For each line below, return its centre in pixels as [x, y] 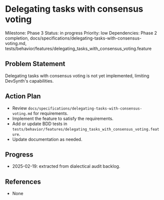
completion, [17, 38]
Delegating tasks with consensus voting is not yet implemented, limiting [77, 76]
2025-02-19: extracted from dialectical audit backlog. [66, 166]
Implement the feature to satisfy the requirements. [63, 118]
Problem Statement [35, 64]
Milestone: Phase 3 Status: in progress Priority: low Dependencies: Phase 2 [81, 33]
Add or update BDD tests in [40, 124]
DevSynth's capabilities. [29, 81]
